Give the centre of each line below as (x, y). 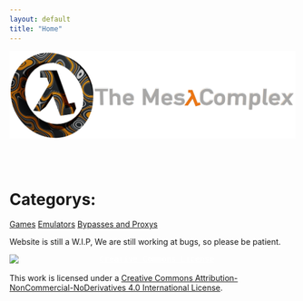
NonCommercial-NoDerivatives (68, 288)
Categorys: (53, 199)
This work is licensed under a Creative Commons (101, 278)
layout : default (40, 19)
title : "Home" (36, 29)
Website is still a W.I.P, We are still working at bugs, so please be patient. (145, 242)
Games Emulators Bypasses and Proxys (84, 224)
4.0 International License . (176, 288)
